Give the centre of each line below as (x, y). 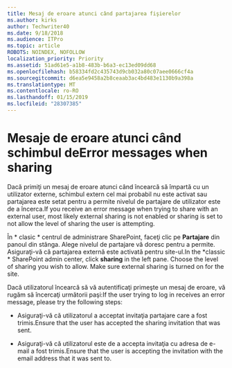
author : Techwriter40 (38, 26)
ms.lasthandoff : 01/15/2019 (48, 98)
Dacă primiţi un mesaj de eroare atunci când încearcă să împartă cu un (108, 186)
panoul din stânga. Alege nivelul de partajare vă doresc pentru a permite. (111, 244)
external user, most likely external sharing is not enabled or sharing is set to (115, 216)
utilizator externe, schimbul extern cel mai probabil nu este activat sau (107, 194)
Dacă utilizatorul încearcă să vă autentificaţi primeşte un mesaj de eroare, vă (116, 287)
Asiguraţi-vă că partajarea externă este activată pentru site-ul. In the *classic (116, 252)
